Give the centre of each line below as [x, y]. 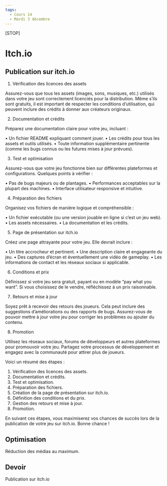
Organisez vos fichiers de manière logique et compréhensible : [70, 208]
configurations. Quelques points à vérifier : [49, 174]
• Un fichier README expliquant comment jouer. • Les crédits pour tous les [83, 138]
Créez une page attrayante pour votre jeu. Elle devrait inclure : [69, 242]
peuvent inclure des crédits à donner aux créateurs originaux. [69, 109]
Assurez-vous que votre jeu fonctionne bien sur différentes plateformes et [82, 168]
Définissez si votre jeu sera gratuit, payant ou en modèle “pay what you [79, 282]
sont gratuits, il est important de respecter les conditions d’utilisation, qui [80, 104]
